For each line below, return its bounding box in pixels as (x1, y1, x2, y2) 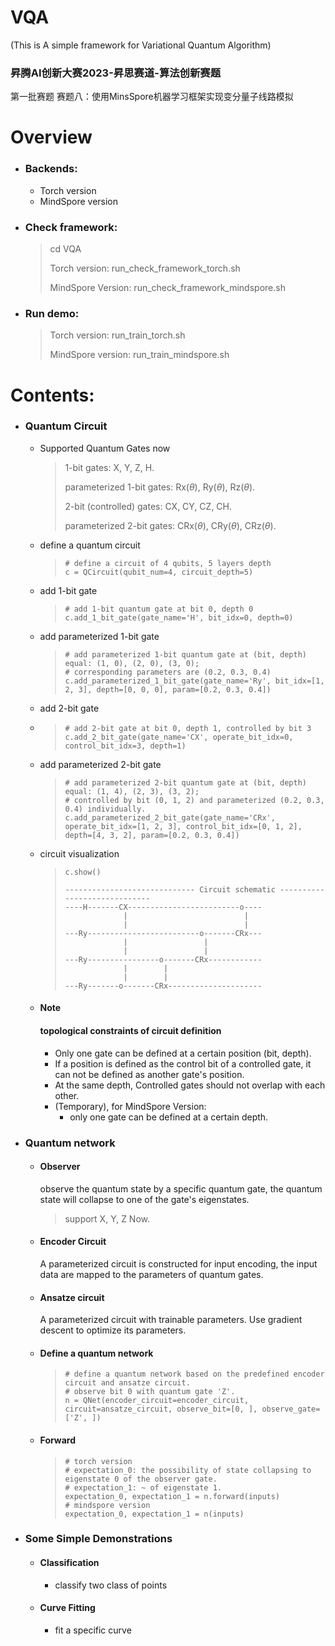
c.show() (64, 867, 102, 877)
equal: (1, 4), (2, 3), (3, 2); (64, 786, 200, 796)
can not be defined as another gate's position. (54, 1068, 245, 1080)
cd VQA (49, 243, 82, 255)
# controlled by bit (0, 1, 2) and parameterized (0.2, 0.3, (64, 795, 325, 805)
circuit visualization (39, 847, 120, 860)
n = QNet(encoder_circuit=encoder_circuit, (64, 1396, 249, 1406)
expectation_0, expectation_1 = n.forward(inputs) (64, 1491, 281, 1501)
